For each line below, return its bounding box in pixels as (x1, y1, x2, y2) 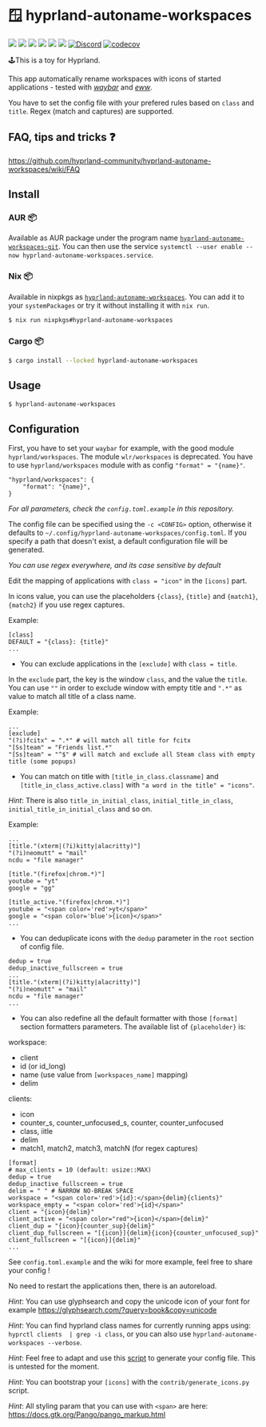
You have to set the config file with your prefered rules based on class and (8, 98, 254, 107)
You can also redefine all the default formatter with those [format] (19, 1014, 238, 1023)
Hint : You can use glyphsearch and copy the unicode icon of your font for (8, 1296, 250, 1306)
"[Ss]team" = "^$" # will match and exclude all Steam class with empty (8, 750, 256, 759)
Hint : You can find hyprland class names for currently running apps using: (8, 1320, 252, 1330)
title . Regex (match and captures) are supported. (8, 106, 174, 116)
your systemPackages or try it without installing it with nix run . (8, 300, 210, 310)
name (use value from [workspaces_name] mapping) (19, 1070, 189, 1079)
